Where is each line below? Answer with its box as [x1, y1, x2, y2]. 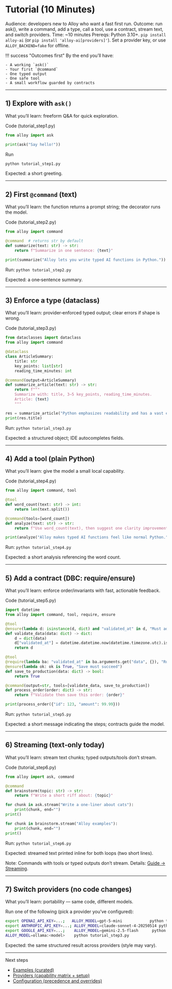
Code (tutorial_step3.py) [5, 325, 56, 331]
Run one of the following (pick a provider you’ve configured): [5, 908, 134, 915]
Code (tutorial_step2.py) [5, 219, 56, 226]
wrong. [5, 315, 20, 322]
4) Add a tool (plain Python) [5, 454, 95, 463]
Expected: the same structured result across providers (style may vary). [5, 942, 157, 948]
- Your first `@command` [5, 67, 58, 72]
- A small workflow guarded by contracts [5, 80, 95, 85]
